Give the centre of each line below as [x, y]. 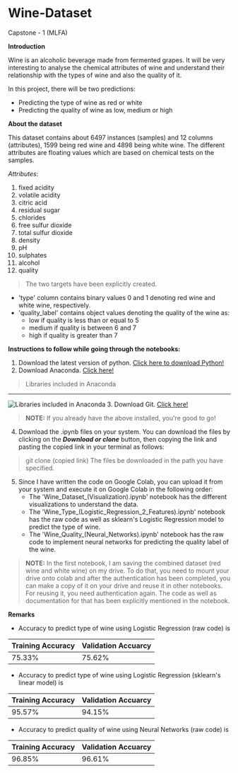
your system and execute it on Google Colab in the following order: [115, 489]
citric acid [33, 202]
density [29, 240]
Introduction [26, 46]
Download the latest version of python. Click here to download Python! [121, 362]
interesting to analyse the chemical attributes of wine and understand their [117, 67]
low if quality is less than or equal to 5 [84, 320]
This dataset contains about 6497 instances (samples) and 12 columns [111, 137]
